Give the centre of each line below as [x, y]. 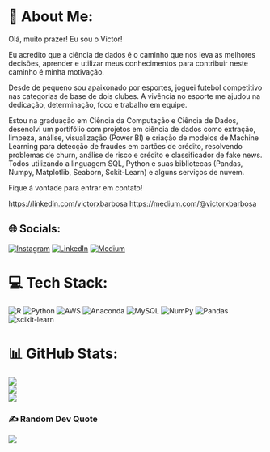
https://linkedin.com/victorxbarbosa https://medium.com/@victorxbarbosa [133, 203]
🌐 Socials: [35, 229]
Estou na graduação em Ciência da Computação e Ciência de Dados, [123, 120]
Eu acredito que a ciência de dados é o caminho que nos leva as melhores [132, 54]
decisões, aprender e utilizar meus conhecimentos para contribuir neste [129, 63]
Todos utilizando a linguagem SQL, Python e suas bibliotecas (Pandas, [126, 163]
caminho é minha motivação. [57, 71]
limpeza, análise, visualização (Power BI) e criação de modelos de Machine [134, 138]
